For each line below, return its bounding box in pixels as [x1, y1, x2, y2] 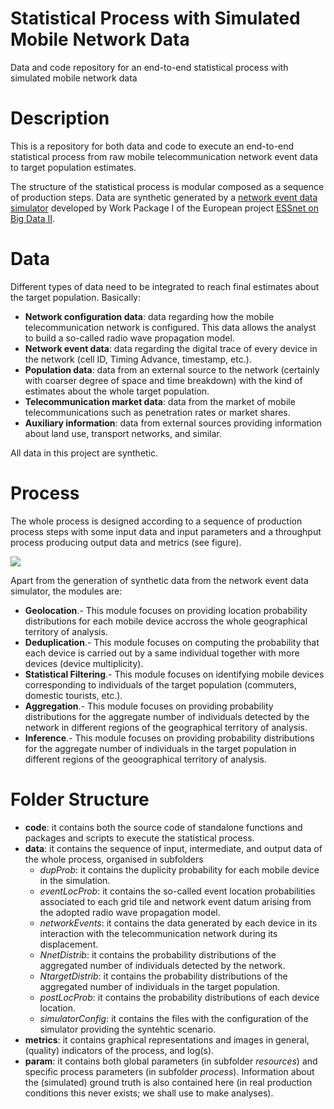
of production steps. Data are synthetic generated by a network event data [10, 191, 318, 203]
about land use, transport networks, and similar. [24, 427, 222, 439]
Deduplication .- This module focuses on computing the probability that [24, 636, 320, 648]
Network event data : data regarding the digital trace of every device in [24, 342, 318, 354]
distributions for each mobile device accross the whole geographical [24, 615, 308, 627]
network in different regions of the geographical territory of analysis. [24, 721, 308, 733]
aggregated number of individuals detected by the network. [39, 959, 286, 971]
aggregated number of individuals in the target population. [39, 980, 281, 992]
